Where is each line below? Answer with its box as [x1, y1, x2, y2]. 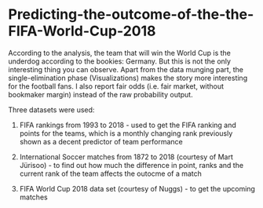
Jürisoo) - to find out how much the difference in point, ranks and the [19, 160, 244, 170]
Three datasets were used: [8, 104, 95, 115]
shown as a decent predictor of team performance [19, 137, 183, 146]
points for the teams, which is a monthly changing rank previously [19, 128, 233, 138]
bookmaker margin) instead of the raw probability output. [8, 89, 194, 99]
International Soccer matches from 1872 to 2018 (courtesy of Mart [19, 151, 233, 162]
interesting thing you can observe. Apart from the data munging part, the [8, 64, 243, 74]
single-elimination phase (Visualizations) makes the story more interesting [8, 73, 248, 82]
